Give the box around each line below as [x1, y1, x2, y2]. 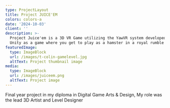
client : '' [5, 26, 28, 31]
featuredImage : [5, 45, 37, 50]
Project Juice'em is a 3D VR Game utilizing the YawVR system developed [10, 36, 166, 41]
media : [5, 64, 19, 69]
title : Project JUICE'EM [5, 12, 58, 17]
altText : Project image [10, 78, 60, 83]
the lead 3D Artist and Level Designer [5, 97, 83, 103]
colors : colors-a [5, 17, 42, 22]
